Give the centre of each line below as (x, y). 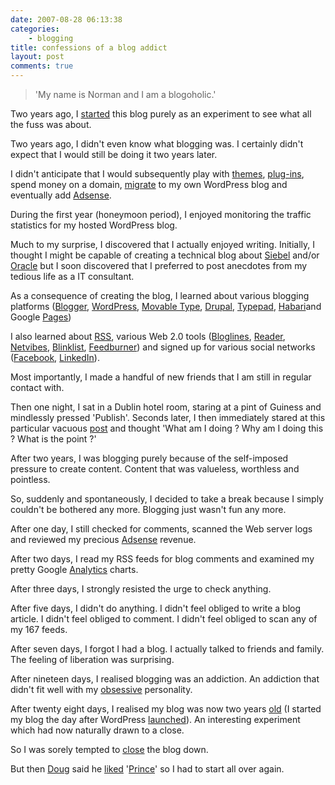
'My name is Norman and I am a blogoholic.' (125, 94)
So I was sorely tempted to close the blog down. (109, 749)
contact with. (37, 387)
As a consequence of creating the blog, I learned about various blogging (160, 295)
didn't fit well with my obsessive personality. (101, 689)
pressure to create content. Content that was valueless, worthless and (155, 469)
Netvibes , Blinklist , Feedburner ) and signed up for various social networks (163, 347)
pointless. (30, 479)
